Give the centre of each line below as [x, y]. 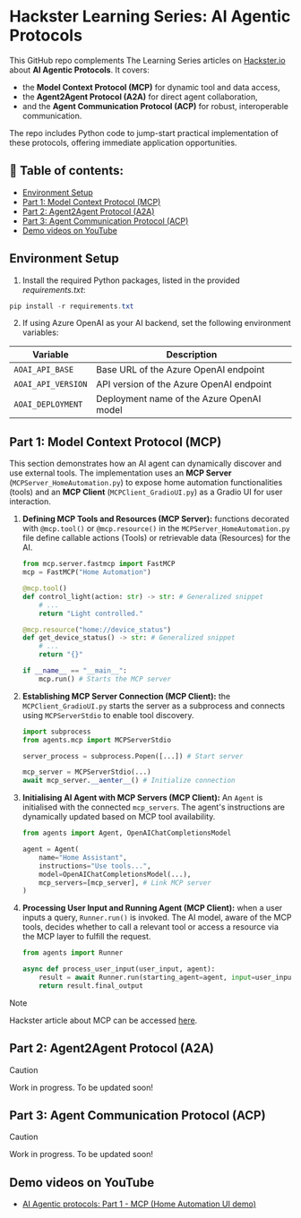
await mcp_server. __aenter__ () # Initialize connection [129, 781]
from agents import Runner [73, 953]
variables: [40, 332]
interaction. [30, 502]
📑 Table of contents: [66, 171]
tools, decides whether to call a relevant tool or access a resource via [150, 927]
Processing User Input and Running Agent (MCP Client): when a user [152, 908]
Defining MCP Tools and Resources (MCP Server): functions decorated [155, 519]
